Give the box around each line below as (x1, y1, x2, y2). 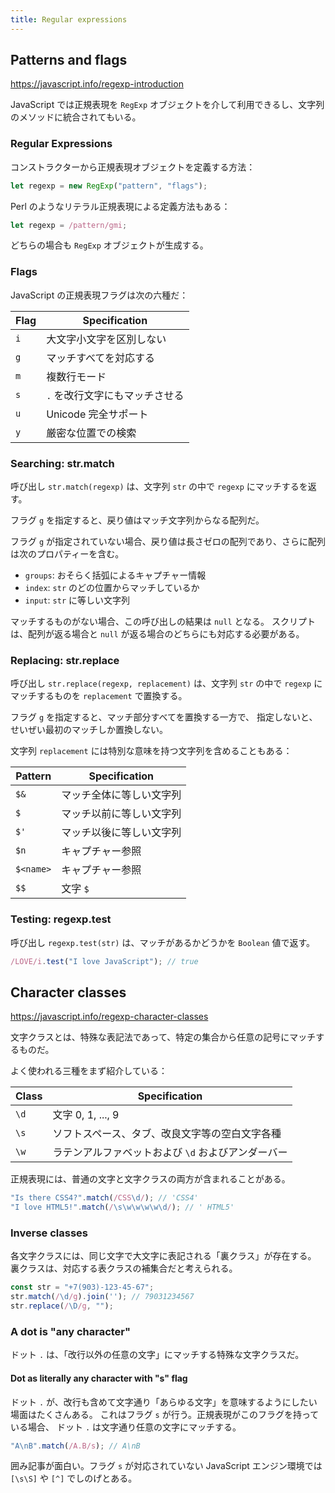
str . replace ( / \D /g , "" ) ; (10, 1301, 114, 1311)
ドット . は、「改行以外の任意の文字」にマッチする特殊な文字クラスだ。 (10, 1349, 305, 1361)
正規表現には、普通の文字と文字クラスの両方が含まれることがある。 (10, 1173, 291, 1185)
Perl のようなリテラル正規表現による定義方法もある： (10, 200, 231, 212)
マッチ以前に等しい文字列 (61, 807, 182, 821)
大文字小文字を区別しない (46, 332, 167, 346)
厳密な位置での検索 (46, 426, 137, 440)
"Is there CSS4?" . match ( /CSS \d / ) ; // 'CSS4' (10, 1193, 199, 1203)
